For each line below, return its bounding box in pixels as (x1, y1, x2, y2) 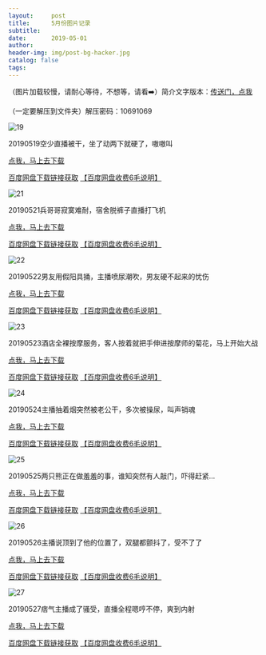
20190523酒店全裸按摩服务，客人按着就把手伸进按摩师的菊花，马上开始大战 (8, 337, 259, 348)
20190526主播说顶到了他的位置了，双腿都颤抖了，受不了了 (8, 537, 203, 547)
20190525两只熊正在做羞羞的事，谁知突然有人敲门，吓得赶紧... (8, 471, 216, 481)
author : (8, 42, 34, 50)
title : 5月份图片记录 (8, 19, 91, 27)
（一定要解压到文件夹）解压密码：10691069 (8, 106, 153, 116)
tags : (8, 64, 26, 72)
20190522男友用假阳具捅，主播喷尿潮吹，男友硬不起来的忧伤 (8, 271, 209, 281)
